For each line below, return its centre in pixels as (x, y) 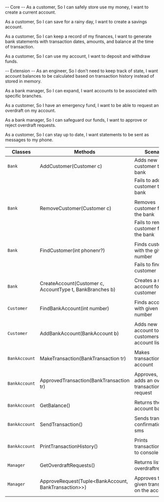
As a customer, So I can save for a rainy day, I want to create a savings (76, 22)
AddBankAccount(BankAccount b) (79, 333)
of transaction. (20, 47)
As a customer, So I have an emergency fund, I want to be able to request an (82, 105)
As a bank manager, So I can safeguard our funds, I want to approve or (76, 120)
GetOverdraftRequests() (67, 465)
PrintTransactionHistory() (69, 446)
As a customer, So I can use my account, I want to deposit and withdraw (78, 56)
